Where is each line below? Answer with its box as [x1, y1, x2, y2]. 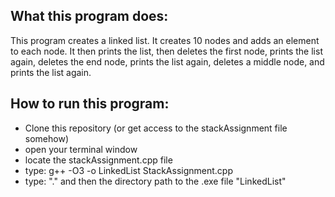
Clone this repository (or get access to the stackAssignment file [24, 122, 288, 134]
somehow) [24, 132, 69, 144]
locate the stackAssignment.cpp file [24, 154, 173, 166]
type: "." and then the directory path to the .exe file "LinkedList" [24, 175, 287, 187]
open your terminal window [24, 143, 138, 155]
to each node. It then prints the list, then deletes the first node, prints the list [10, 45, 323, 57]
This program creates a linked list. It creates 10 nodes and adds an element [10, 34, 320, 46]
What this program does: [10, 8, 169, 25]
